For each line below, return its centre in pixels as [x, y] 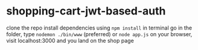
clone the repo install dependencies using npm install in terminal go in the [99, 28]
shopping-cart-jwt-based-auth [86, 11]
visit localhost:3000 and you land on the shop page [70, 40]
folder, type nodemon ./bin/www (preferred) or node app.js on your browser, [99, 34]
